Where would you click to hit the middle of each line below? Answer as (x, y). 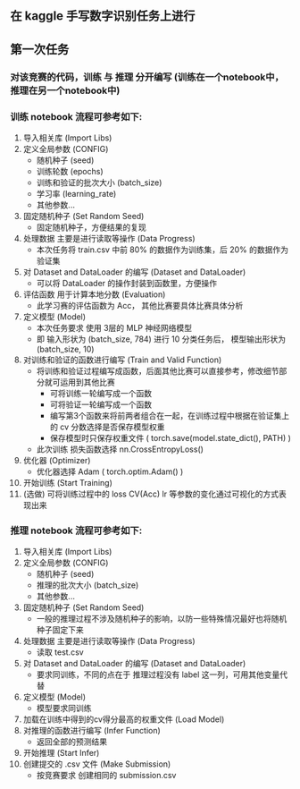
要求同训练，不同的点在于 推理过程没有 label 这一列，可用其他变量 (158, 674)
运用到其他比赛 (87, 382)
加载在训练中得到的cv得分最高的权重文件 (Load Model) (124, 719)
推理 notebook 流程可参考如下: (76, 530)
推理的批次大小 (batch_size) (87, 585)
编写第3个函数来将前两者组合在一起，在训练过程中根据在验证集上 (170, 416)
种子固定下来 (60, 630)
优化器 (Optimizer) (57, 460)
